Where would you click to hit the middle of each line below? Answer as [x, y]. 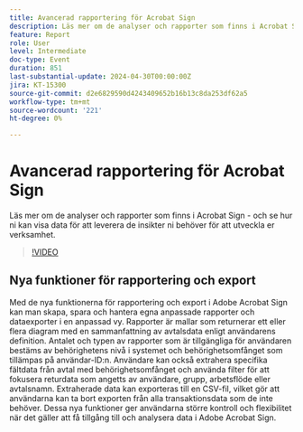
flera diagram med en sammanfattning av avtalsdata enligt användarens [143, 331]
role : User [30, 43]
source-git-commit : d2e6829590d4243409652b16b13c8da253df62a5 [129, 93]
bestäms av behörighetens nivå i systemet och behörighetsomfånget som [146, 350]
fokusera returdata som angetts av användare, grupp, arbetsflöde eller [140, 379]
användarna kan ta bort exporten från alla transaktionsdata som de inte [141, 398]
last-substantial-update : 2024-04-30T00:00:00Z [101, 77]
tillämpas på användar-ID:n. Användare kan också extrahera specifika [138, 360]
